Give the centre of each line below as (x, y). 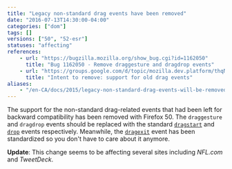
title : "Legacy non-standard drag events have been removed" (97, 13)
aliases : (20, 84)
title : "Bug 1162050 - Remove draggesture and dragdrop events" (120, 65)
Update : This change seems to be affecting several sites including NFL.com (115, 153)
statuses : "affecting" (40, 45)
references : (24, 52)
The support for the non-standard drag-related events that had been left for (115, 110)
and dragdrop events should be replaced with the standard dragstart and (111, 124)
